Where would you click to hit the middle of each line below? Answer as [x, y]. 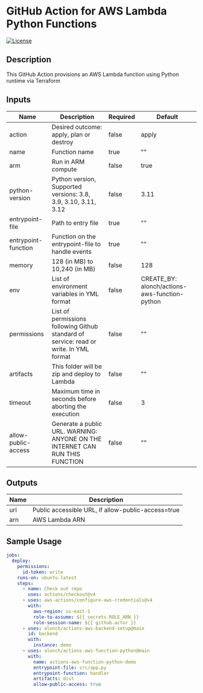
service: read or [74, 341]
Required [122, 117]
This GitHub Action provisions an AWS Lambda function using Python [93, 74]
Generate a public [77, 424]
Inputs [19, 100]
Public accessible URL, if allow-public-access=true [106, 510]
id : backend [43, 634]
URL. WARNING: [75, 431]
